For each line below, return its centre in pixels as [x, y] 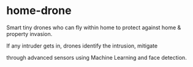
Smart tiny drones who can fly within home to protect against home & [94, 27]
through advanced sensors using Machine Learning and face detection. [96, 57]
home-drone [39, 11]
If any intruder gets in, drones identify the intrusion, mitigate [82, 46]
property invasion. [29, 33]
